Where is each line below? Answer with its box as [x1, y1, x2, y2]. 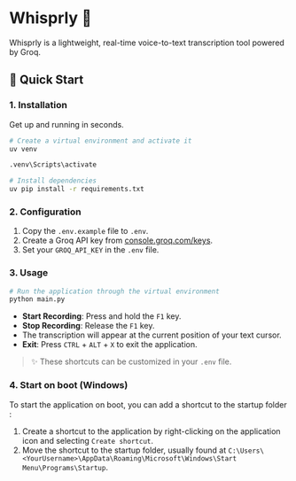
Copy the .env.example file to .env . [21, 226, 149, 237]
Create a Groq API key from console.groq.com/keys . [21, 235, 214, 246]
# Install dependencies [9, 176, 97, 185]
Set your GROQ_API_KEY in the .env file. [21, 244, 160, 255]
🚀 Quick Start [9, 73, 84, 88]
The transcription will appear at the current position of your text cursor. [21, 330, 282, 340]
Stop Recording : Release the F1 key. [21, 321, 155, 331]
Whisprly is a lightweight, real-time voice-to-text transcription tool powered [9, 37, 285, 48]
